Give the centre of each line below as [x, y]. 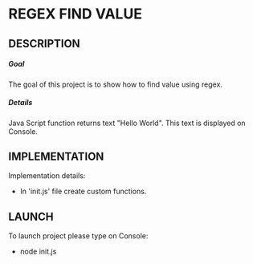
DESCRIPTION [44, 44]
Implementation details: [47, 176]
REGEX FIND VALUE [75, 14]
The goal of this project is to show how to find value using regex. [116, 84]
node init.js [38, 252]
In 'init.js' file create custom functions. [83, 191]
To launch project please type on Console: [78, 236]
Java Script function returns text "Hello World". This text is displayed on [127, 123]
